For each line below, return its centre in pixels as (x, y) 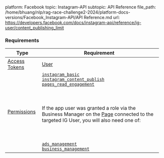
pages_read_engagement (68, 84)
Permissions (21, 112)
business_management (66, 149)
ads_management (59, 144)
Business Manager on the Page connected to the (98, 114)
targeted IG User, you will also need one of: (91, 120)
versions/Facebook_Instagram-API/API (44, 17)
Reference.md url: (102, 17)
